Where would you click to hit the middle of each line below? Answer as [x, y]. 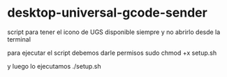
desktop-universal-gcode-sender [107, 13]
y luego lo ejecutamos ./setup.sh [54, 66]
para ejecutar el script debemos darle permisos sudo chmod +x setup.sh [112, 53]
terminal [19, 39]
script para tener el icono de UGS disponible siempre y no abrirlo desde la [114, 32]
